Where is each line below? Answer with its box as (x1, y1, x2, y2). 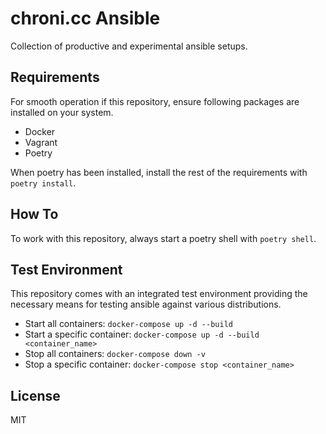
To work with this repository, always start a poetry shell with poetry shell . (10, 232, 317, 244)
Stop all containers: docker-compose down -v (24, 348, 206, 360)
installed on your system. (10, 106, 114, 118)
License (10, 387, 61, 404)
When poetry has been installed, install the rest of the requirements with (10, 166, 308, 178)
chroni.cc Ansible (10, 7, 161, 30)
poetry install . (10, 177, 77, 189)
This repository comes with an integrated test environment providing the (10, 288, 308, 300)
